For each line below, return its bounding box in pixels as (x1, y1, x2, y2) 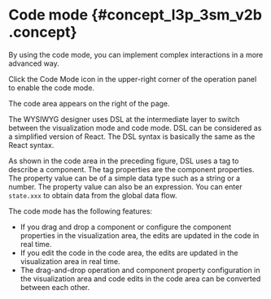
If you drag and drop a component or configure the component (20, 222, 232, 232)
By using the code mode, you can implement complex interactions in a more (8, 50, 264, 59)
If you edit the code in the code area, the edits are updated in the (20, 248, 238, 258)
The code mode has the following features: (8, 206, 153, 216)
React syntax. (8, 140, 55, 149)
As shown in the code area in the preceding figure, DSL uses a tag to (8, 156, 239, 166)
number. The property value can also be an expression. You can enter (8, 181, 243, 192)
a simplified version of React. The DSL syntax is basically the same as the (8, 132, 256, 141)
